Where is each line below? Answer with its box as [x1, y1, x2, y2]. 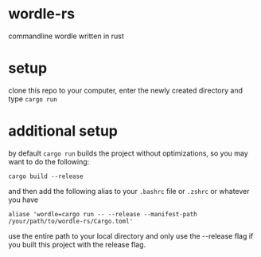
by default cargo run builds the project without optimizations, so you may [8, 148, 248, 158]
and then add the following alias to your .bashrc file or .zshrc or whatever [8, 186, 250, 196]
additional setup [8, 122, 118, 140]
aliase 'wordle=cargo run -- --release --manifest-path [8, 210, 197, 218]
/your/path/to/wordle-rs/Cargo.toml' [8, 217, 134, 225]
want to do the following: [8, 156, 90, 166]
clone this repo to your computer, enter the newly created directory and [8, 85, 243, 95]
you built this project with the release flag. [8, 239, 146, 249]
